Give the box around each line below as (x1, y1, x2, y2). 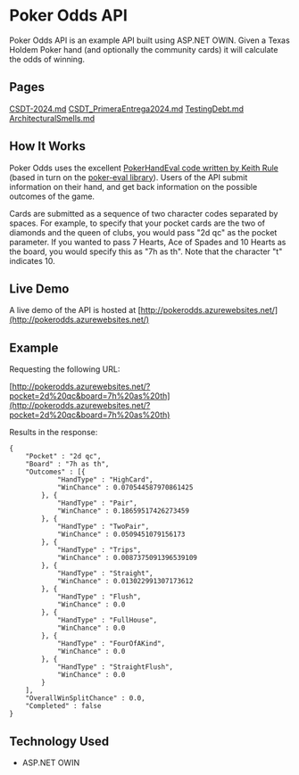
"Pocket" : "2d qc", (25, 452, 102, 461)
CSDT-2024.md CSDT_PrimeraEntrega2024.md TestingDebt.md (9, 103, 244, 114)
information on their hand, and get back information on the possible (9, 181, 258, 192)
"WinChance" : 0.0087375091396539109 (56, 554, 198, 563)
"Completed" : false (25, 702, 102, 711)
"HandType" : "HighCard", (56, 475, 154, 484)
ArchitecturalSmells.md (9, 112, 96, 123)
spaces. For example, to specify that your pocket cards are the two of (9, 218, 266, 228)
